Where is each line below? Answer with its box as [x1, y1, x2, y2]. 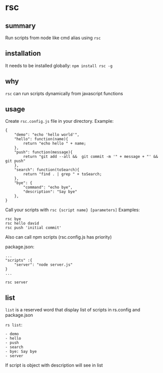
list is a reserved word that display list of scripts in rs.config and [5, 307, 140, 313]
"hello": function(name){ [14, 137, 69, 142]
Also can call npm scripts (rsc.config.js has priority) [5, 234, 112, 240]
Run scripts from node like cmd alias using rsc [5, 35, 101, 41]
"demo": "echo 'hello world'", [14, 132, 80, 137]
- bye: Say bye [5, 349, 37, 354]
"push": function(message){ [14, 150, 73, 155]
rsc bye [5, 217, 22, 222]
